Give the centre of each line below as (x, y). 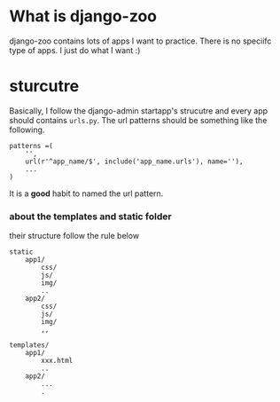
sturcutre (44, 87)
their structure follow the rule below (74, 236)
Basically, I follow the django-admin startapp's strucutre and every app (139, 110)
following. (27, 130)
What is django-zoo (83, 16)
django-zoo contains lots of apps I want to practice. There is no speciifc (140, 41)
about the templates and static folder (90, 217)
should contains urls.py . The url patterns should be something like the (138, 120)
